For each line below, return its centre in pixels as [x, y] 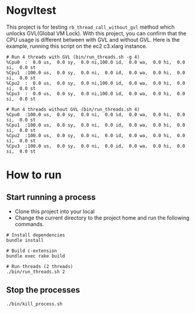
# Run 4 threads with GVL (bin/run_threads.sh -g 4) [73, 57]
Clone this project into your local [55, 211]
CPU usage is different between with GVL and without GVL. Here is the [93, 39]
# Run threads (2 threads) [40, 266]
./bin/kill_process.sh [34, 304]
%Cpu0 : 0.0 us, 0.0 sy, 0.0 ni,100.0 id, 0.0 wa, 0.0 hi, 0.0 [96, 62]
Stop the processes [43, 290]
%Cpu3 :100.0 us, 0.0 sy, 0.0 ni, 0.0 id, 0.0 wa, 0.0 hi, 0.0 [96, 146]
